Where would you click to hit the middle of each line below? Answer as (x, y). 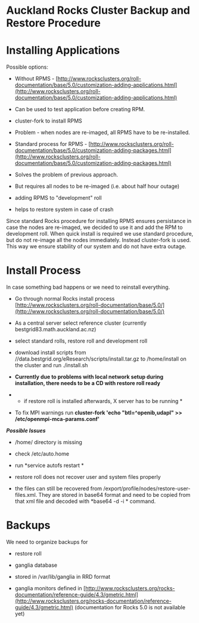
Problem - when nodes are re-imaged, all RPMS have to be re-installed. (102, 133)
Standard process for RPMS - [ (52, 144)
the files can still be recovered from (58, 488)
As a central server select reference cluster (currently (81, 323)
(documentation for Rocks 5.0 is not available (130, 607)
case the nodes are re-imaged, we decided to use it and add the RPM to (94, 227)
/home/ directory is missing (48, 442)
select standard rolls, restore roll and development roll (81, 341)
